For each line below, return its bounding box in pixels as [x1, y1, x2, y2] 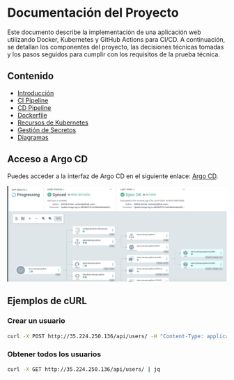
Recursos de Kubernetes [17, 118, 88, 127]
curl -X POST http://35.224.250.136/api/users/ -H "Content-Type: [7, 333, 204, 340]
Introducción [17, 88, 54, 97]
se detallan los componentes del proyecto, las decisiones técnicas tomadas [7, 42, 224, 51]
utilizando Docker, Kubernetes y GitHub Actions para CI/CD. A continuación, [7, 35, 226, 43]
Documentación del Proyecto [7, 5, 179, 21]
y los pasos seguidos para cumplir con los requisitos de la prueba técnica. [7, 50, 221, 58]
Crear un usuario [7, 316, 65, 326]
